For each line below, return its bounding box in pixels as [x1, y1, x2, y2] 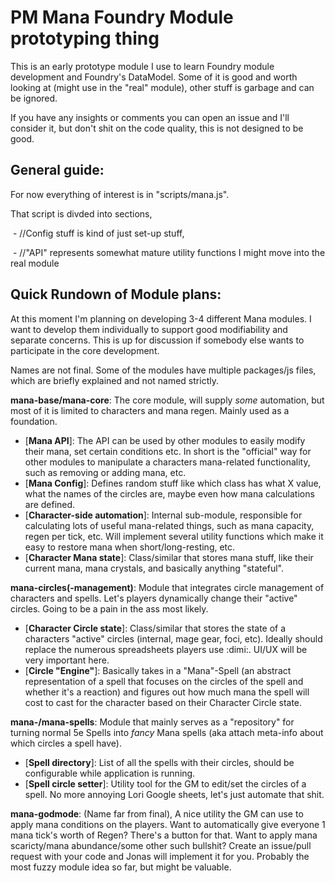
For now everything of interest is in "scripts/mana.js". [10, 188, 230, 200]
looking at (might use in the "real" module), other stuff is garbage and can [10, 81, 315, 93]
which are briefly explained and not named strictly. [10, 374, 219, 386]
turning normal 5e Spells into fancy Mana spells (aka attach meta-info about [10, 726, 324, 738]
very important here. [24, 654, 110, 666]
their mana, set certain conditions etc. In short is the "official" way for [24, 445, 312, 457]
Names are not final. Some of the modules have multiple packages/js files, [10, 364, 317, 376]
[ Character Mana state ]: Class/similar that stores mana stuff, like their [24, 551, 314, 563]
